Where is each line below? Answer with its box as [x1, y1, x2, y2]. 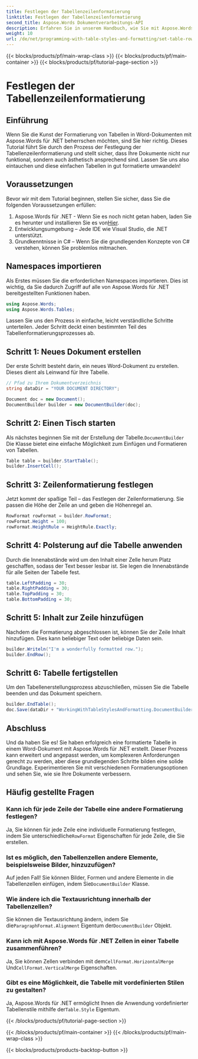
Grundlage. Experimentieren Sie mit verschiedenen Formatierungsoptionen [6, 764, 188, 771]
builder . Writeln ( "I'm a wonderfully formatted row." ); [6, 646, 144, 652]
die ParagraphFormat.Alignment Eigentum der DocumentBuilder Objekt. [6, 922, 172, 929]
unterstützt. [14, 232, 43, 239]
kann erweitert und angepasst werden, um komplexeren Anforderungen [6, 751, 180, 758]
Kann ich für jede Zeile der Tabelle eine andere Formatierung [6, 805, 183, 813]
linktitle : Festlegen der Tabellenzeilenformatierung [6, 14, 141, 20]
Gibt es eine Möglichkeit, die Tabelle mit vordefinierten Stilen [6, 979, 184, 987]
